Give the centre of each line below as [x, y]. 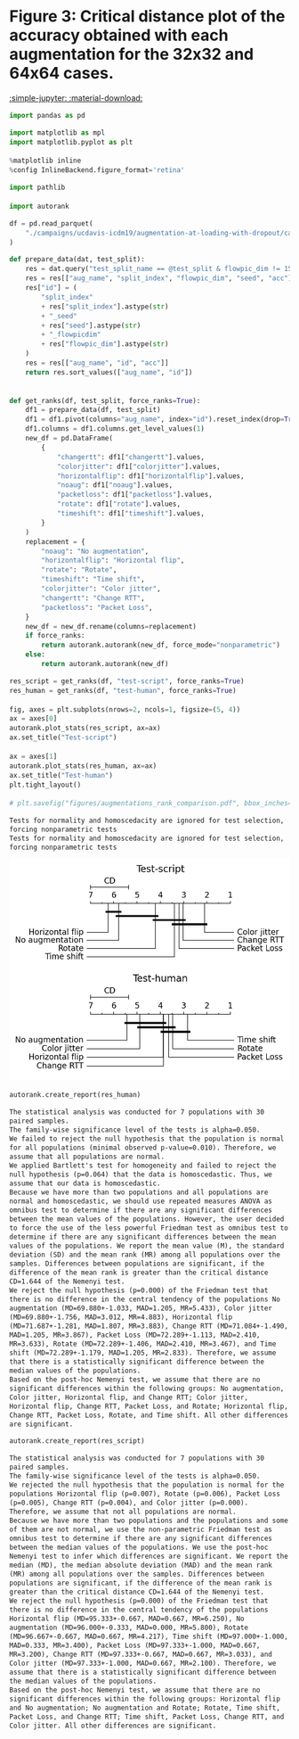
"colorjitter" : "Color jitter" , [101, 589]
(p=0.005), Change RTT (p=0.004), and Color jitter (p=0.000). [129, 1503]
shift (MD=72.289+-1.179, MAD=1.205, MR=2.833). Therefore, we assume [143, 1353]
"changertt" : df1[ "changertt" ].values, [130, 457]
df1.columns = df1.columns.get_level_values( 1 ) [115, 429]
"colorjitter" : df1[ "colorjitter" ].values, [138, 466]
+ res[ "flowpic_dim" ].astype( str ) [105, 344]
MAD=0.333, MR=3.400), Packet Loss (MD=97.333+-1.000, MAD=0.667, [135, 1645]
